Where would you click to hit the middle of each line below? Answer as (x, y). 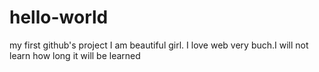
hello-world (59, 17)
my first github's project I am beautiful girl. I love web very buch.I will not (159, 45)
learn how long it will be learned (75, 55)
